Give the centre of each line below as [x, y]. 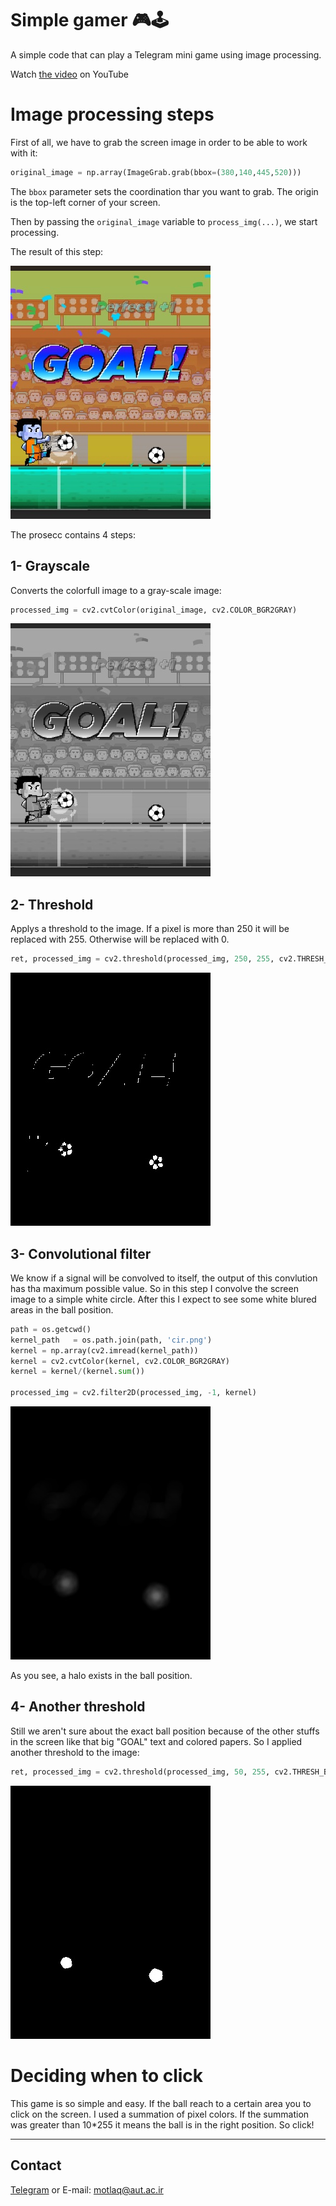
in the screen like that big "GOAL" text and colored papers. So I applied [156, 1741]
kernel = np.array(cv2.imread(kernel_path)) [104, 1350]
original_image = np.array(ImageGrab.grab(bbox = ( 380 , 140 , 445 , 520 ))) [156, 172]
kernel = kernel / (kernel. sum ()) [77, 1372]
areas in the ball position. [62, 1309]
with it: [24, 153]
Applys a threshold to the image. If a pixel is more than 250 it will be [150, 929]
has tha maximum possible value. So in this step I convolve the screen [154, 1288]
